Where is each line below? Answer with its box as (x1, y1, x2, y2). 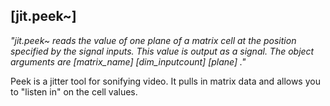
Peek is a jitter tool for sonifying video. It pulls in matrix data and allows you (10, 75, 321, 87)
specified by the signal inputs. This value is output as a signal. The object (10, 45, 315, 57)
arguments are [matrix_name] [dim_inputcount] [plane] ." (10, 55, 247, 68)
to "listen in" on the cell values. (10, 85, 138, 98)
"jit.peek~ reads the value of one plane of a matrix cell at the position (10, 34, 297, 46)
